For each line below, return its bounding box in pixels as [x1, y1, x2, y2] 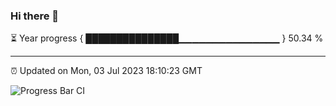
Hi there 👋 [10, 9, 60, 23]
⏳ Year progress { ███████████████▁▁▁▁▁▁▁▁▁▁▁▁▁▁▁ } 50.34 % [10, 32, 324, 44]
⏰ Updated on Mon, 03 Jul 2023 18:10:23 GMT [10, 65, 203, 77]
